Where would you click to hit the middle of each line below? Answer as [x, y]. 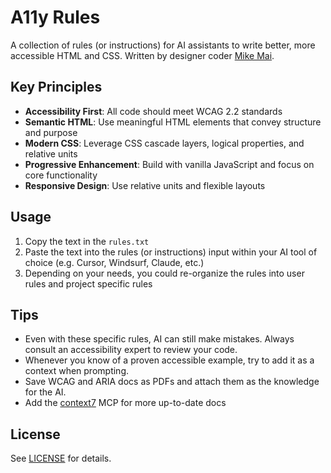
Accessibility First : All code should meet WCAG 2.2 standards [153, 111]
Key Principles [56, 87]
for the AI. [45, 392]
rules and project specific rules [88, 283]
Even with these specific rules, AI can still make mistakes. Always [159, 339]
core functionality [61, 175]
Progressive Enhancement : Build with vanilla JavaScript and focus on [169, 164]
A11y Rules [55, 17]
